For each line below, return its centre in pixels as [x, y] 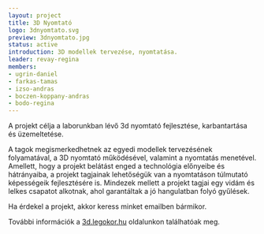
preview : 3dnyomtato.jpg [49, 37]
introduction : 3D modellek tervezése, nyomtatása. [93, 52]
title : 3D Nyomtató [40, 23]
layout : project [35, 15]
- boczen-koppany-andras [49, 96]
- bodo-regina [32, 103]
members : [22, 67]
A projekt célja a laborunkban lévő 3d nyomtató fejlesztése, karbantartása [128, 126]
